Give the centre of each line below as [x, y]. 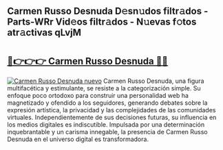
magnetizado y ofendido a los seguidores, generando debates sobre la [107, 103]
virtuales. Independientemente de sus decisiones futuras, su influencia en [112, 117]
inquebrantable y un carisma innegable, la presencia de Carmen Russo [107, 132]
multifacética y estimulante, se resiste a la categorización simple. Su [104, 88]
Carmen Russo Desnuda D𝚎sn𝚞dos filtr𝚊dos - [108, 11]
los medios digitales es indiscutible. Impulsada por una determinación [106, 125]
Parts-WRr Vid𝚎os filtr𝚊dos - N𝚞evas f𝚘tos [102, 22]
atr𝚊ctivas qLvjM [44, 33]
